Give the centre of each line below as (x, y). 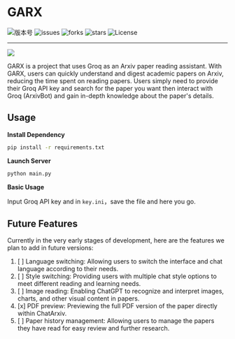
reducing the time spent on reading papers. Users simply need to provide (113, 80)
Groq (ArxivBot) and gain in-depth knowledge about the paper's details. (111, 96)
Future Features (43, 223)
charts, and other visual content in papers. (78, 298)
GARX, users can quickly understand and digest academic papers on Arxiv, (115, 73)
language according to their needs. (68, 269)
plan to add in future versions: (50, 248)
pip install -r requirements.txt (56, 147)
